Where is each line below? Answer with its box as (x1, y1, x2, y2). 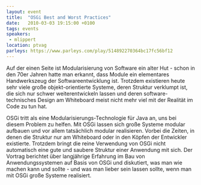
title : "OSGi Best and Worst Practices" (6, 14, 112, 20)
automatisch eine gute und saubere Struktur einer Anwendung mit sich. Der (6, 146, 193, 153)
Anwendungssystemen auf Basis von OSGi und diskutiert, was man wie (6, 159, 183, 166)
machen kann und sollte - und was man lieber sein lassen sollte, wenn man (6, 165, 192, 172)
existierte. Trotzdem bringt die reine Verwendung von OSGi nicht (6, 139, 166, 147)
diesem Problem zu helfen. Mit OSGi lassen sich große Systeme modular (6, 121, 185, 128)
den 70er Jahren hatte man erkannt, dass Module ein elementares (6, 70, 170, 78)
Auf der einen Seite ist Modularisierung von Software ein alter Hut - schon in (6, 64, 195, 71)
